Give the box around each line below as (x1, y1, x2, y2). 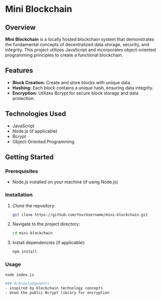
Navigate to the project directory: (12, 221, 80, 227)
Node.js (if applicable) (12, 128, 58, 134)
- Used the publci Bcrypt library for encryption (5, 291, 110, 296)
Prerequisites (5, 167, 38, 174)
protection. (12, 95, 35, 101)
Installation (5, 192, 33, 199)
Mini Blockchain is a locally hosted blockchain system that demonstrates (5, 36, 155, 42)
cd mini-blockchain (12, 231, 53, 236)
